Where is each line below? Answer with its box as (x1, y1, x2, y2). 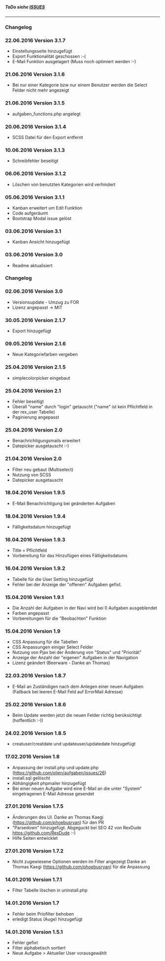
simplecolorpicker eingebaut (12, 375, 70, 381)
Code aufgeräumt (12, 210, 48, 216)
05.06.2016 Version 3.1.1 (5, 194, 65, 201)
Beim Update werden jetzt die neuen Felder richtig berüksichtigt (12, 712, 142, 718)
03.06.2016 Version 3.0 (5, 251, 63, 258)
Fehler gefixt (12, 940, 38, 946)
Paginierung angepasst (12, 414, 59, 420)
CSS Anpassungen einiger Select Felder (12, 644, 93, 650)
